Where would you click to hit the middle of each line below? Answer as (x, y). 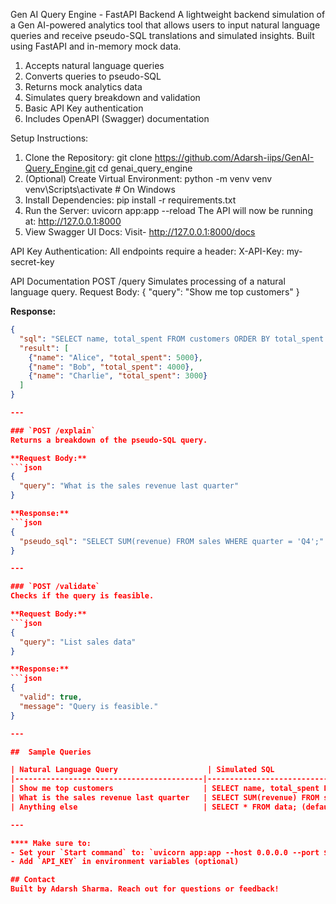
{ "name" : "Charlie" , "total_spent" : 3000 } (118, 376)
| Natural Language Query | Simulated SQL (142, 770)
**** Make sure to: (51, 843)
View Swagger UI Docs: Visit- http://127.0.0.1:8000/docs (140, 232)
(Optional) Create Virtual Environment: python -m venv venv (148, 178)
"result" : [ (44, 348)
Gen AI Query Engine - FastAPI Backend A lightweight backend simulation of (168, 14)
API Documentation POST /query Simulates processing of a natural (148, 281)
